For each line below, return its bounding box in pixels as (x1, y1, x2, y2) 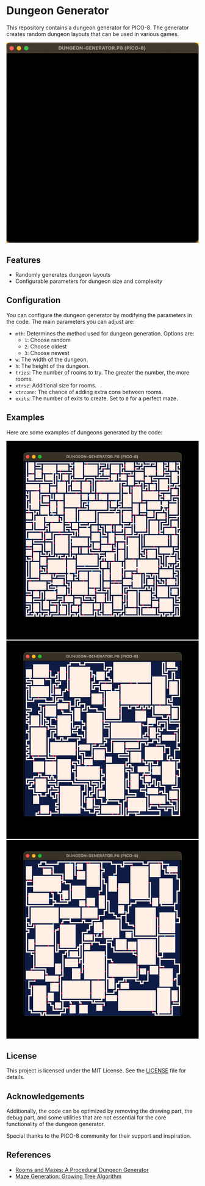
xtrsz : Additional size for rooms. (15, 381, 96, 389)
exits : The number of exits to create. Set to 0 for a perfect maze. (15, 395, 178, 402)
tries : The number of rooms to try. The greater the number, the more (15, 368, 190, 376)
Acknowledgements (6, 1091, 85, 1102)
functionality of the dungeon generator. (6, 1121, 106, 1128)
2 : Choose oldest (24, 343, 67, 350)
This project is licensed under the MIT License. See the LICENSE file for (6, 1067, 187, 1074)
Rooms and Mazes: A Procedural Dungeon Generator (15, 1166, 149, 1173)
